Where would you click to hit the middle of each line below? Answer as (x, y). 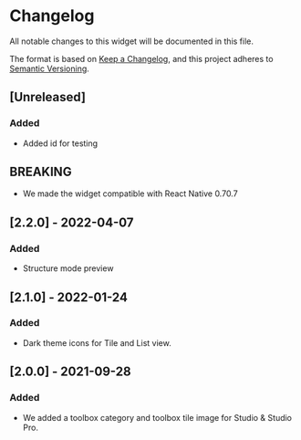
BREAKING (41, 172)
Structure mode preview (68, 268)
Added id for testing (60, 143)
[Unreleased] (48, 97)
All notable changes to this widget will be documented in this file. (131, 41)
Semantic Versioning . (49, 68)
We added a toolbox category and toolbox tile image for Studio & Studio (157, 417)
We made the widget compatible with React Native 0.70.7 (130, 194)
